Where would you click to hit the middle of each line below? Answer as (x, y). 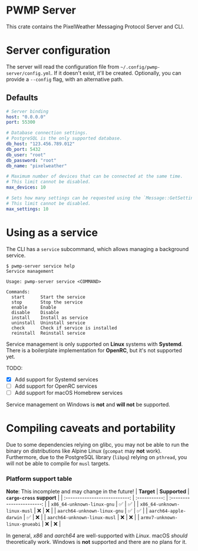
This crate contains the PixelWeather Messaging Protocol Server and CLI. (95, 27)
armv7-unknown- (159, 518)
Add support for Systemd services (56, 379)
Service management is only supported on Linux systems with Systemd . (95, 344)
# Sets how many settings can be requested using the (74, 198)
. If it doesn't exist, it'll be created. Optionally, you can (116, 73)
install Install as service (50, 318)
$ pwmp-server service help (41, 266)
